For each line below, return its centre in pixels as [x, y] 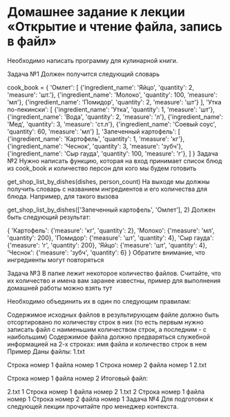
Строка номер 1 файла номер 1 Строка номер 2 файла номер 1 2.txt [107, 364]
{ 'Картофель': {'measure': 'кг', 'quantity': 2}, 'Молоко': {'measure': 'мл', [111, 230]
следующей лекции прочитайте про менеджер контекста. [93, 406]
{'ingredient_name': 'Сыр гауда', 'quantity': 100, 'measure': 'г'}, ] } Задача [113, 154]
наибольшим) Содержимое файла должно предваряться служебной [109, 337]
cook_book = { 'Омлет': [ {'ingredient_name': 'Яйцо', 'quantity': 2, [101, 87]
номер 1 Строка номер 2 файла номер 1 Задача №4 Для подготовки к [110, 399]
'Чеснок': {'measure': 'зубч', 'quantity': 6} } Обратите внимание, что [106, 252]
